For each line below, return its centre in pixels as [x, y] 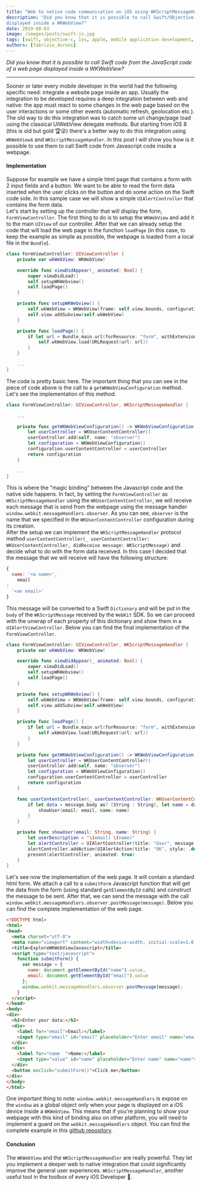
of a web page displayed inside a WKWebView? [65, 68]
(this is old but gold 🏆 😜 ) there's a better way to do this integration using [96, 131]
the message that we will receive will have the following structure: [87, 558]
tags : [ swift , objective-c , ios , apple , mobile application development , [100, 40]
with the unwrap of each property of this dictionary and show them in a [94, 621]
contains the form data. [35, 205]
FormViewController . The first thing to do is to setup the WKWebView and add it [100, 218]
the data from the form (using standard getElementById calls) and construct [99, 890]
